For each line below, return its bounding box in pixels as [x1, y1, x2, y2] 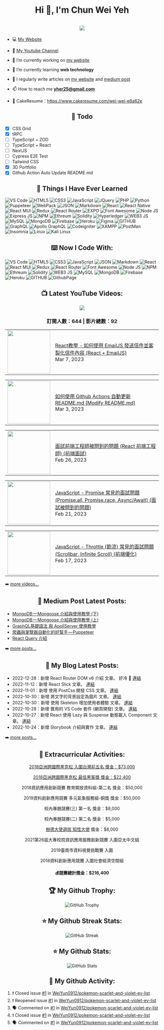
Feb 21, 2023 [55, 510, 87, 517]
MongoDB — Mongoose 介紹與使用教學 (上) [12, 617, 99, 623]
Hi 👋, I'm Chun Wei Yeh [35, 4, 129, 16]
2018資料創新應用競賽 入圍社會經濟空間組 [40, 858, 124, 864]
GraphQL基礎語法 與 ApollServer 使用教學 [12, 623, 96, 629]
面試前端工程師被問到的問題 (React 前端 [55, 443, 146, 449]
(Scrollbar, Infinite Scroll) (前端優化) [55, 551, 137, 557]
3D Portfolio [12, 164, 37, 170]
